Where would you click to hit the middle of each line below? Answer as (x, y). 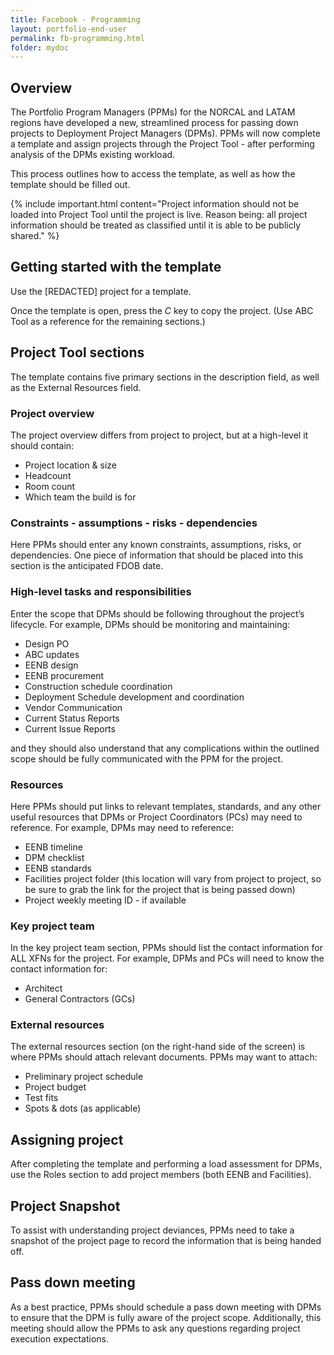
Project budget (55, 1087)
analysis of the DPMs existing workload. (93, 155)
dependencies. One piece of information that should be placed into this (157, 555)
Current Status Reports (72, 718)
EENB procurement (64, 675)
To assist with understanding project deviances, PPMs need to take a (152, 1230)
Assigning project (67, 1139)
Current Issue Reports (70, 728)
